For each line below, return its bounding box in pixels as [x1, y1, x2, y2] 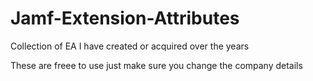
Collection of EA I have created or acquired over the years [10, 40, 250, 52]
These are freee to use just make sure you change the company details [10, 59, 303, 71]
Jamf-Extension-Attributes [10, 7, 240, 30]
